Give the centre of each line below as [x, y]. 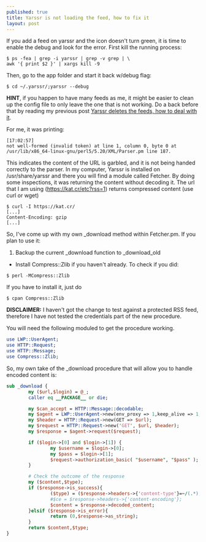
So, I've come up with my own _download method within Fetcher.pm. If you [101, 234]
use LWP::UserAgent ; [33, 339]
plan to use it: [24, 241]
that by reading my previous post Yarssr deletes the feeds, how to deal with [102, 111]
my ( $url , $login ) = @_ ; [59, 392]
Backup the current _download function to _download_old [88, 253]
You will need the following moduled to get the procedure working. [90, 328]
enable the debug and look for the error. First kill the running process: [94, 47]
